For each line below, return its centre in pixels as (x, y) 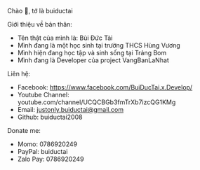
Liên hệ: (19, 74)
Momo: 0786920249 (47, 144)
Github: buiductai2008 (50, 117)
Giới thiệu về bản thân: (40, 24)
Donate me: (24, 130)
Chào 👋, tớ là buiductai (40, 11)
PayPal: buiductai (42, 151)
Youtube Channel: (43, 95)
